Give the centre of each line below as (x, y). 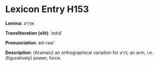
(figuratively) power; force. (33, 58)
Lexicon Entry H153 (47, 9)
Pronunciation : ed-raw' (30, 43)
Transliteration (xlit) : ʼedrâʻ (34, 33)
